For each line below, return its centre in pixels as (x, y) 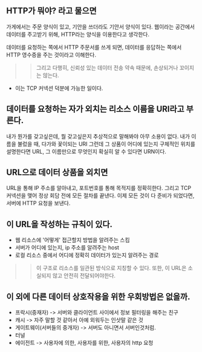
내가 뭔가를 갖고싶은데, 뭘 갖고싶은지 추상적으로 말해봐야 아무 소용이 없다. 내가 (98, 136)
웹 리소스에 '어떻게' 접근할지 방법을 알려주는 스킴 (72, 240)
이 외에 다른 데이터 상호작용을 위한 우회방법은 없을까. (98, 296)
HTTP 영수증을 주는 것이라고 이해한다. (51, 55)
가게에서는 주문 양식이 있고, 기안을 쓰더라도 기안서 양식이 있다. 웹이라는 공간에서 (101, 27)
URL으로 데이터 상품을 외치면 (57, 173)
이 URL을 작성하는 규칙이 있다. (60, 224)
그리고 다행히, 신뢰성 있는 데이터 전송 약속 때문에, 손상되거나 (107, 67)
